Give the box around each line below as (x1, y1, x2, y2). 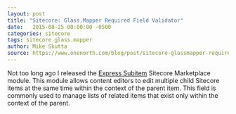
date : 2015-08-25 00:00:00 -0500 (7, 23, 112, 30)
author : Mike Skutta (7, 43, 68, 50)
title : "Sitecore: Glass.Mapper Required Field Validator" (7, 17, 184, 24)
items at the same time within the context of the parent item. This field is (7, 84, 216, 92)
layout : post (7, 10, 46, 18)
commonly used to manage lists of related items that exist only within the (7, 91, 218, 99)
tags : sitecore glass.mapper (7, 37, 93, 44)
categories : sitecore (7, 30, 71, 37)
